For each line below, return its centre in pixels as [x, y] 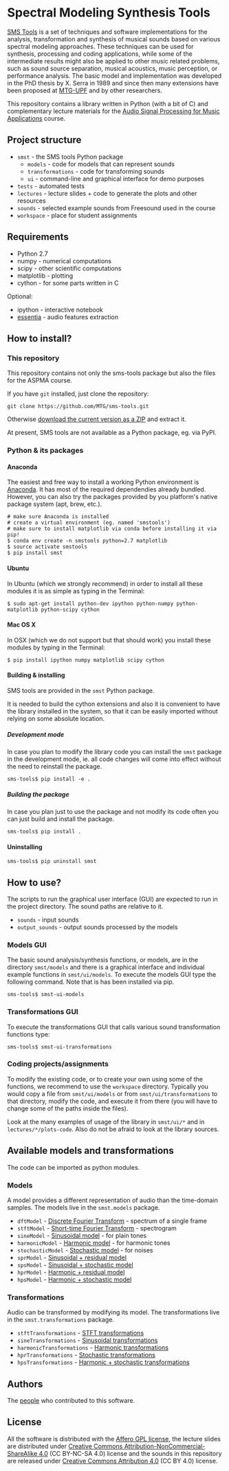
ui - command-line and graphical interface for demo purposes [116, 179]
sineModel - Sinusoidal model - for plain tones [81, 1235]
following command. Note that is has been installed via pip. [90, 982]
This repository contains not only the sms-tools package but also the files [111, 373]
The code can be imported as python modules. [74, 1167]
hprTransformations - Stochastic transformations [86, 1355]
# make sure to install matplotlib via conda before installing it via [112, 529]
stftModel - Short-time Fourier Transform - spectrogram [97, 1228]
